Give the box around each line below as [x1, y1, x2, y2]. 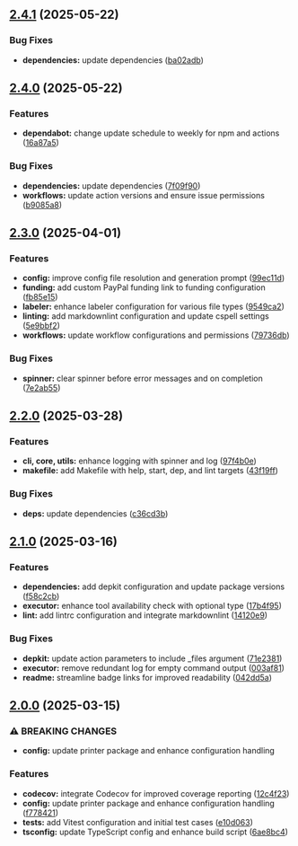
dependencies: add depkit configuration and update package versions [22, 581, 285, 592]
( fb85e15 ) [22, 292, 58, 303]
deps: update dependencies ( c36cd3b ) [22, 507, 169, 519]
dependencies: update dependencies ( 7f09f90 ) [22, 180, 201, 191]
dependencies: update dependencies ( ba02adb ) [22, 54, 205, 66]
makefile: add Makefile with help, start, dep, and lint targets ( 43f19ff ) [22, 465, 278, 476]
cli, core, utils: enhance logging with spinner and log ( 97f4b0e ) [22, 455, 258, 466]
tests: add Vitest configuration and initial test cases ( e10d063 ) [22, 816, 254, 827]
